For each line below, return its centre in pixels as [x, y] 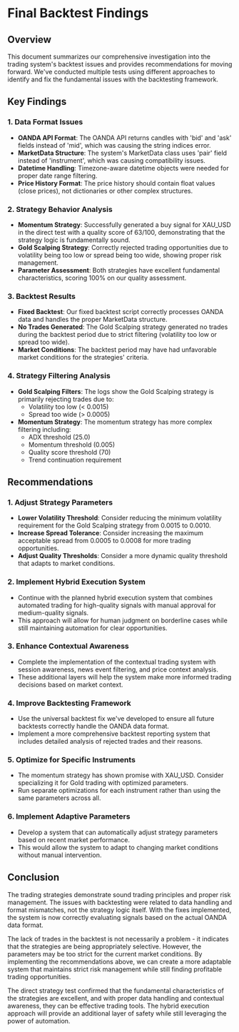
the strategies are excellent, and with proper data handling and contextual [116, 998]
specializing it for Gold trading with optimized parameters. [103, 783]
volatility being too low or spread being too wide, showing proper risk [119, 255]
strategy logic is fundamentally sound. [74, 240]
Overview [30, 40]
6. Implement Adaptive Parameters [69, 816]
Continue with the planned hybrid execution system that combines [115, 597]
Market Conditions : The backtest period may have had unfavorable [117, 350]
